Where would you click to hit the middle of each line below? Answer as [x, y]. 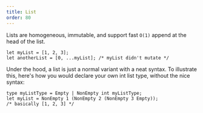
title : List [21, 12]
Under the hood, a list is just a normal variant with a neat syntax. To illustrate [101, 69]
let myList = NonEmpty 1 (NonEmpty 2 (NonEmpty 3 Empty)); [82, 98]
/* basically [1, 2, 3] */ [40, 104]
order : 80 [19, 18]
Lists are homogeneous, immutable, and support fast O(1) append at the [96, 35]
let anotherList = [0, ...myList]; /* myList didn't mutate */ [88, 58]
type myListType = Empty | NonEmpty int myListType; [74, 93]
